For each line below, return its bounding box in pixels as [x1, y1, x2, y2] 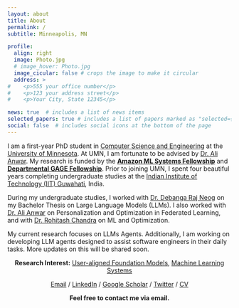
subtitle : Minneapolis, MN [7, 30, 87, 38]
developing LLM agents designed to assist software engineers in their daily [7, 237, 228, 245]
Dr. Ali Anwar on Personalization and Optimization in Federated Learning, [7, 208, 221, 217]
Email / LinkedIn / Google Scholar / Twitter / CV [51, 280, 188, 288]
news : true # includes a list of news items [7, 109, 144, 116]
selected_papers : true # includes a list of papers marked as [7, 115, 196, 123]
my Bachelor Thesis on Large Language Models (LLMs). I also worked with [7, 201, 226, 209]
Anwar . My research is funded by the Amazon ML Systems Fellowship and [7, 156, 228, 165]
